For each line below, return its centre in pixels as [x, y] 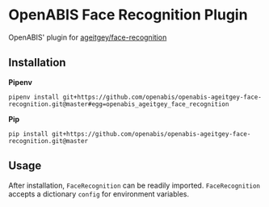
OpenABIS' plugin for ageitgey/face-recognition [88, 37]
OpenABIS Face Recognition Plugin [128, 15]
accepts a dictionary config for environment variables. [99, 194]
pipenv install [34, 97]
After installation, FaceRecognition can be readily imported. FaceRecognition [134, 185]
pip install [28, 134]
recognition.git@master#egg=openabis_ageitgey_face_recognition [119, 104]
